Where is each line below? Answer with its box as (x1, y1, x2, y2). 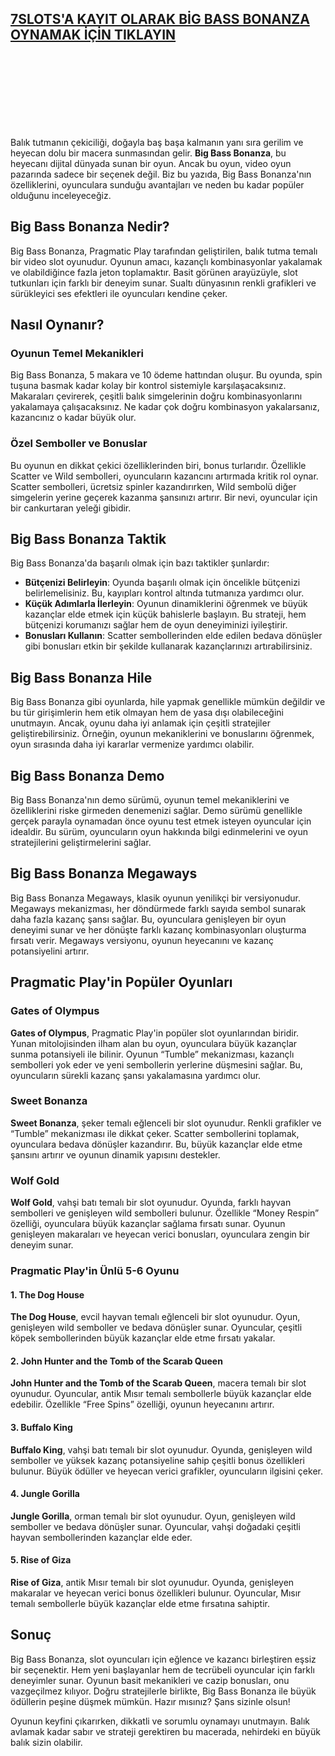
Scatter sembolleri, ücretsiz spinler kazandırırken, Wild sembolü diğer (10, 480, 297, 492)
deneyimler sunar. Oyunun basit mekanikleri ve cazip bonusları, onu (10, 1674, 290, 1686)
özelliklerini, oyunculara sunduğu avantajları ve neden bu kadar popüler (10, 178, 305, 191)
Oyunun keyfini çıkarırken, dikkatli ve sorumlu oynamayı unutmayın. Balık (10, 1715, 311, 1727)
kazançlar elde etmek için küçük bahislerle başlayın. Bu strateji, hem (24, 608, 307, 621)
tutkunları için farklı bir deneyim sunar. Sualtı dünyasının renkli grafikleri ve (10, 277, 317, 289)
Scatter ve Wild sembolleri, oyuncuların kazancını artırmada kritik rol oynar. (10, 470, 319, 482)
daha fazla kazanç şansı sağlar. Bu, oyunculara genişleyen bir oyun (10, 913, 287, 925)
